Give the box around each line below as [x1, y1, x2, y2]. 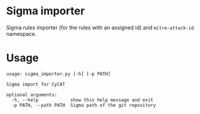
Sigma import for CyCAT [6, 81, 66, 87]
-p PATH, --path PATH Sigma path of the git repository [11, 102, 156, 108]
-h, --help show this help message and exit [11, 97, 153, 103]
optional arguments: [6, 91, 58, 98]
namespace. [6, 30, 37, 37]
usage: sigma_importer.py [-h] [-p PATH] [6, 70, 111, 77]
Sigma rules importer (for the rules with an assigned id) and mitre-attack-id [6, 24, 194, 31]
